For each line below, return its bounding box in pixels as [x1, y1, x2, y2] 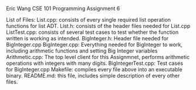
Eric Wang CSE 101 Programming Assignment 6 [6, 5, 120, 12]
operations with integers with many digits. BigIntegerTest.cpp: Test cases [6, 60, 184, 67]
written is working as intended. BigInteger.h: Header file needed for [6, 35, 169, 41]
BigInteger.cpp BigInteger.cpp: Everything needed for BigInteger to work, [6, 41, 183, 48]
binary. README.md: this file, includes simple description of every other [6, 72, 180, 79]
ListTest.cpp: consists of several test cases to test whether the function [6, 29, 179, 36]
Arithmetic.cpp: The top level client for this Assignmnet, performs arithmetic [6, 54, 190, 60]
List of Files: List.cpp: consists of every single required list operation [6, 16, 171, 23]
